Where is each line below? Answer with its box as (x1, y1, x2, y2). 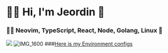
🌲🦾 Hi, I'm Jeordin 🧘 (6, 5, 105, 19)
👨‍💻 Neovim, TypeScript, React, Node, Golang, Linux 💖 (6, 26, 163, 35)
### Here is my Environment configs (44, 41, 133, 48)
